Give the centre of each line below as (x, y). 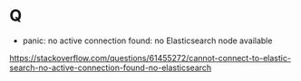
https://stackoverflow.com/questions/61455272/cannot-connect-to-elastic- (150, 58)
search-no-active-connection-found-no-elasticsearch (111, 67)
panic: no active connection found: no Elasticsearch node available (147, 40)
